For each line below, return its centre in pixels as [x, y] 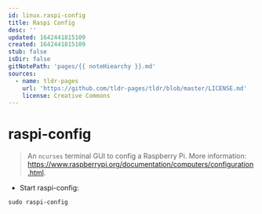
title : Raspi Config [42, 23]
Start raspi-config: [49, 188]
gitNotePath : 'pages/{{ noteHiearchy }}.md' [82, 67]
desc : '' [22, 30]
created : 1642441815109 [47, 45]
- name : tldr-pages [47, 81]
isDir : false [29, 60]
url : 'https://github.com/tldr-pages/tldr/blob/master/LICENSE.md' [135, 88]
